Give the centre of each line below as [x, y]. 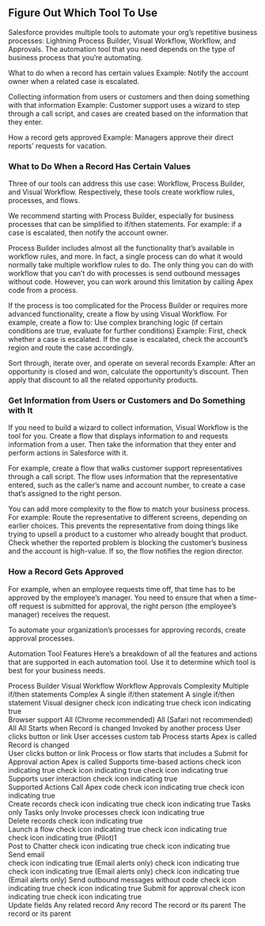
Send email [26, 854]
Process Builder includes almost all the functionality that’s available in [121, 248]
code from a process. [43, 290]
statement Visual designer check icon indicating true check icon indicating [130, 702]
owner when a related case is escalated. [74, 81]
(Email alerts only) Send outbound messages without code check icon [122, 879]
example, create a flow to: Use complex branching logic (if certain [115, 323]
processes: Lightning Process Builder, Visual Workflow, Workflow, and [122, 40]
